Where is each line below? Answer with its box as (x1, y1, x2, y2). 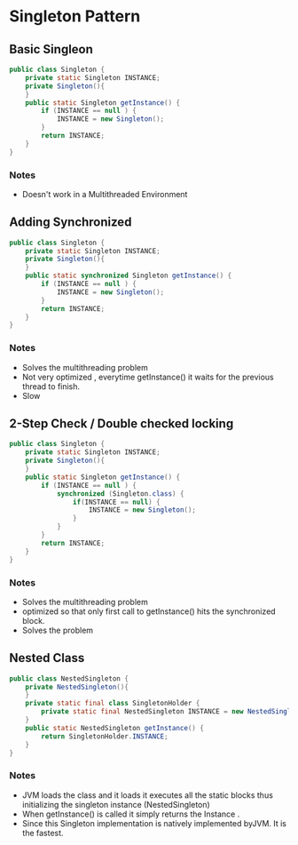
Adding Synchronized (9, 215, 132, 230)
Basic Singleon (9, 42, 93, 57)
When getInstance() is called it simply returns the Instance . (21, 809, 240, 819)
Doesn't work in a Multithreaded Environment (21, 188, 188, 199)
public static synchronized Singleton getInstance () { (25, 271, 232, 281)
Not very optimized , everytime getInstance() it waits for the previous (21, 371, 274, 382)
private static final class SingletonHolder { (25, 699, 200, 708)
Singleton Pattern (9, 6, 141, 27)
